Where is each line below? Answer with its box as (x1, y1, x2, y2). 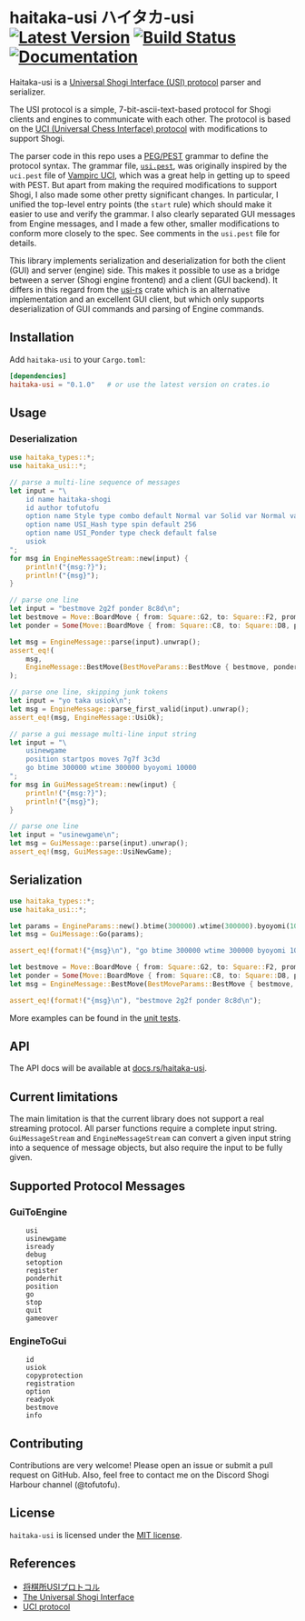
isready (25, 1242, 54, 1251)
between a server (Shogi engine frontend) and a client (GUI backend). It (9, 274, 279, 285)
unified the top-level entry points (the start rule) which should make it (9, 198, 272, 209)
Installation (9, 330, 74, 345)
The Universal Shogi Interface (22, 1591, 134, 1602)
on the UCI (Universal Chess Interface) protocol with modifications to (9, 123, 268, 134)
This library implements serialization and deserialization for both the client (9, 255, 286, 265)
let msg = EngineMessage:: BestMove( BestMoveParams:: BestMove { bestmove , (9, 979, 295, 988)
